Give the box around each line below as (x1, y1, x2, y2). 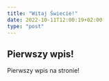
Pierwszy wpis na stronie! (7, 67, 80, 75)
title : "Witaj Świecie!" (7, 10, 78, 17)
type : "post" (7, 23, 45, 30)
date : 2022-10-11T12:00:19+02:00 (7, 16, 103, 23)
